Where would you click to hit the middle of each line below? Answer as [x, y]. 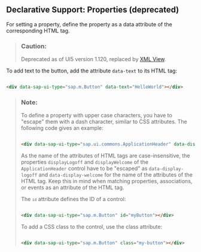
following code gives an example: [62, 128]
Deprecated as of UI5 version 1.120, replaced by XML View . [93, 59]
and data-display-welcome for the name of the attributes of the [115, 175]
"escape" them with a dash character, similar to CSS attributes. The [104, 122]
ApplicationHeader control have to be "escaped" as [84, 168]
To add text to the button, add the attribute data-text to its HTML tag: [92, 71]
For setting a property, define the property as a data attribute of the [89, 24]
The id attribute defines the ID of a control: [73, 199]
